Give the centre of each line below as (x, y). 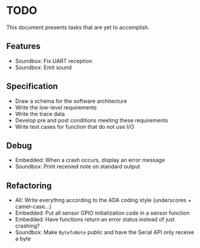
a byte (23, 239)
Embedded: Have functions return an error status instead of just (95, 220)
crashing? (27, 226)
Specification (32, 86)
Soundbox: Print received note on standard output (78, 166)
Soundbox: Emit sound (43, 67)
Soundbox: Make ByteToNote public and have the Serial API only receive (105, 232)
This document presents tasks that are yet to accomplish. (78, 27)
